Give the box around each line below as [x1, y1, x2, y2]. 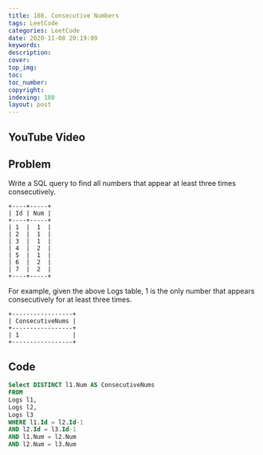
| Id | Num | [8, 209, 52, 218]
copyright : [8, 85, 45, 94]
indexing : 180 [8, 93, 56, 101]
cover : [8, 57, 30, 65]
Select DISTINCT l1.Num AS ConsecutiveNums [8, 381, 155, 390]
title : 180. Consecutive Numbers [8, 11, 120, 20]
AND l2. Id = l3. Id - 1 [8, 425, 77, 433]
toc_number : [8, 78, 48, 86]
